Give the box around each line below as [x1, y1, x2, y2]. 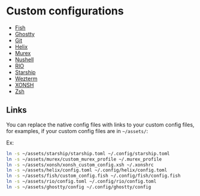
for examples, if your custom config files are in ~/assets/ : [6, 127, 149, 134]
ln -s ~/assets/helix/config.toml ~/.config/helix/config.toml [6, 167, 168, 173]
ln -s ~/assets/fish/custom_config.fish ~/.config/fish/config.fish [6, 173, 181, 179]
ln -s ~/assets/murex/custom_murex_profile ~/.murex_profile [6, 156, 162, 162]
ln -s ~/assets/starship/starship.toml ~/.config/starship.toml [6, 150, 170, 156]
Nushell [14, 56, 34, 63]
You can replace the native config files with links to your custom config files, [6, 121, 195, 128]
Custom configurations [6, 4, 124, 18]
